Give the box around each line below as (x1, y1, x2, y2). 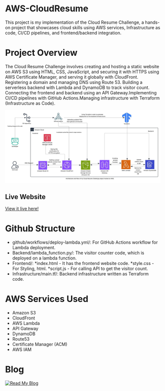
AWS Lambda (12, 320, 40, 326)
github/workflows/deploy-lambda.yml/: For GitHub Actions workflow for (12, 239, 158, 245)
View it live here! (5, 206, 39, 212)
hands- (145, 19, 160, 25)
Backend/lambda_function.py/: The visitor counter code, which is (12, 250, 144, 256)
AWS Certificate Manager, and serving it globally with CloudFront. (5, 74, 139, 80)
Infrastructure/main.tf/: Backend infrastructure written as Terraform (12, 270, 149, 277)
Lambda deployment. (12, 244, 56, 250)
